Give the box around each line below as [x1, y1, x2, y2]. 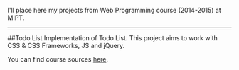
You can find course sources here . [7, 55, 109, 63]
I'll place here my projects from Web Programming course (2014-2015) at [7, 6, 222, 14]
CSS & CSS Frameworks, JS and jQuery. [7, 42, 125, 49]
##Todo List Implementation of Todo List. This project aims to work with [7, 34, 218, 42]
